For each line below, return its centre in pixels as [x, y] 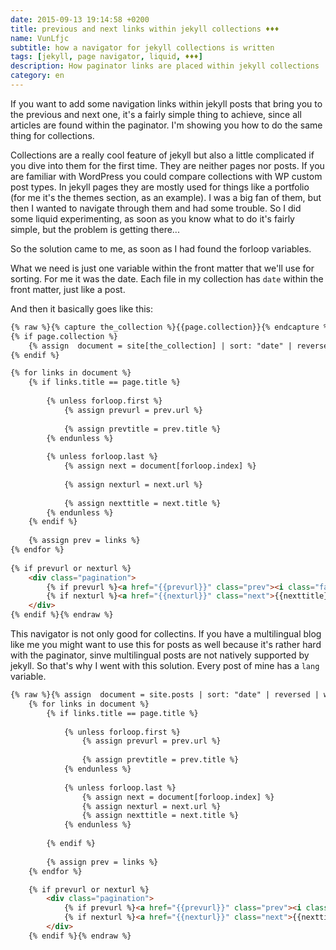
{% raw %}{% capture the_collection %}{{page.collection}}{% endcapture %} [171, 327]
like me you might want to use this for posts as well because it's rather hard [166, 644]
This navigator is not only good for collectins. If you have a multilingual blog [166, 634]
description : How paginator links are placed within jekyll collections [165, 66]
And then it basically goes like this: [81, 308]
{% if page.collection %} [64, 336]
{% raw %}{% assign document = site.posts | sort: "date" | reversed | [165, 695]
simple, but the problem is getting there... [95, 229]
